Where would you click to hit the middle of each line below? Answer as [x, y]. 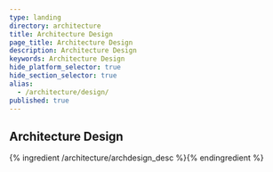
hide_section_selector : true [63, 76]
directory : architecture [55, 26]
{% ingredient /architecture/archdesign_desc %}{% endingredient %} [136, 158]
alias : [21, 84]
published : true [39, 100]
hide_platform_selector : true [65, 68]
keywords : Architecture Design [67, 59]
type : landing [36, 17]
